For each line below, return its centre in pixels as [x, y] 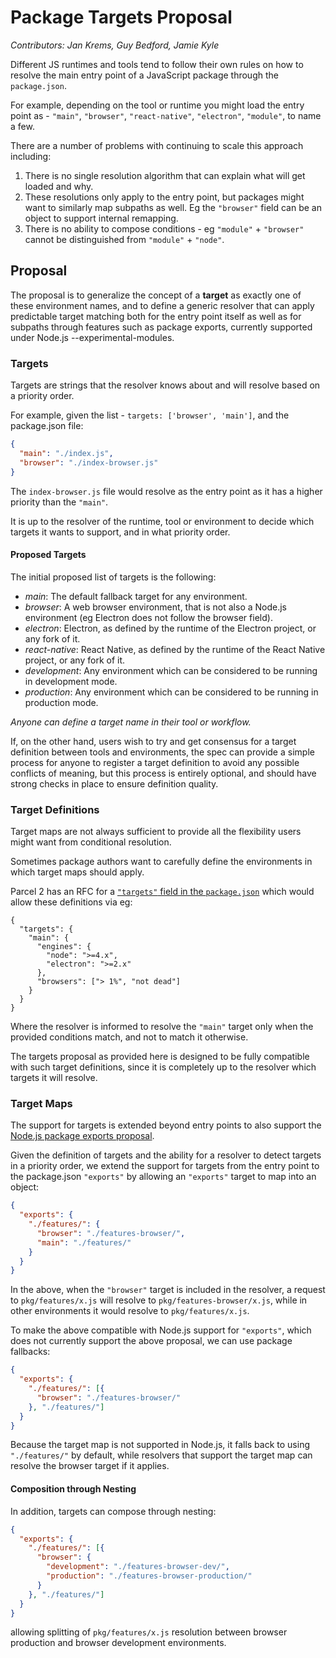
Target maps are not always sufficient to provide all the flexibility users [156, 832]
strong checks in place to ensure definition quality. [114, 783]
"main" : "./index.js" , [66, 453]
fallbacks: [30, 1352]
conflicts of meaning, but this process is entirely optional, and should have [163, 773]
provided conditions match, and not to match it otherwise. [129, 1037]
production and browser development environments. [118, 1643]
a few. [22, 126]
